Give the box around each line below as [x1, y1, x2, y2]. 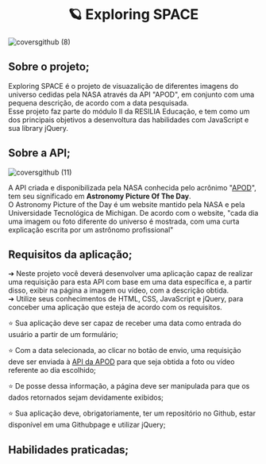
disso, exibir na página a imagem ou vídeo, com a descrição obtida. [8, 286, 229, 295]
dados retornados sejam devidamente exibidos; [8, 393, 164, 402]
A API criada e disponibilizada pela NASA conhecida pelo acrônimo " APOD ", [8, 182, 256, 192]
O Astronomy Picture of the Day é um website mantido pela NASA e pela [8, 199, 245, 209]
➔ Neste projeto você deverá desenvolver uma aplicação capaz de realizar [8, 269, 253, 278]
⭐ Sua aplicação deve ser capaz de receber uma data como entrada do [8, 318, 242, 328]
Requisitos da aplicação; [8, 247, 133, 261]
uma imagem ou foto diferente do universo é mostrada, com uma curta [8, 217, 240, 226]
